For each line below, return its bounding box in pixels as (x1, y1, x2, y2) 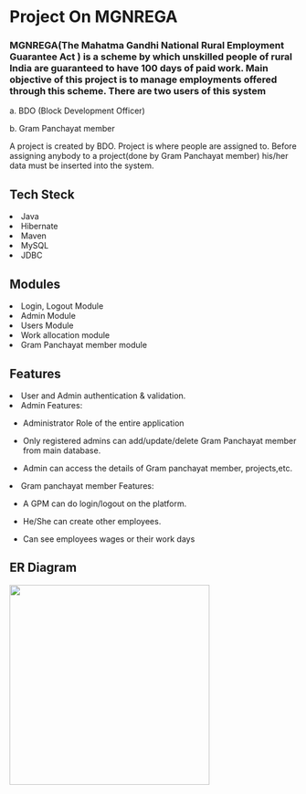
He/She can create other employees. (22, 515, 162, 526)
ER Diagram (9, 560, 78, 576)
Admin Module (21, 311, 76, 322)
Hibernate (21, 221, 58, 232)
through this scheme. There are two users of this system (9, 85, 267, 98)
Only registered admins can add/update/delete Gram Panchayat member (22, 435, 297, 446)
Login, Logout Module (21, 301, 104, 312)
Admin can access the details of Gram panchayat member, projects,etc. (22, 462, 293, 473)
